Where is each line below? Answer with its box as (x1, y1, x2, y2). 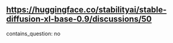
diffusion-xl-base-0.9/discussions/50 (6, 14, 152, 24)
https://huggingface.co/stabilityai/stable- (6, 5, 167, 15)
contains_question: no (6, 30, 61, 37)
